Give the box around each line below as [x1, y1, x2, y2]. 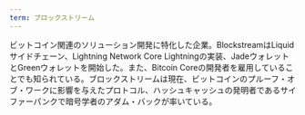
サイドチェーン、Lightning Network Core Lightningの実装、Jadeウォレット [9, 51, 290, 62]
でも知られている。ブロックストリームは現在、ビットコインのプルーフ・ [16, 73, 288, 84]
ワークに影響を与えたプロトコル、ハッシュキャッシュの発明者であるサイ [25, 84, 297, 95]
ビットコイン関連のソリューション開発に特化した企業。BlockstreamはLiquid [9, 39, 294, 50]
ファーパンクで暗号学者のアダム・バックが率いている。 [9, 96, 218, 107]
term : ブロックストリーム [9, 13, 96, 23]
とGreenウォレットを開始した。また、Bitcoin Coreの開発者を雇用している [9, 62, 286, 72]
